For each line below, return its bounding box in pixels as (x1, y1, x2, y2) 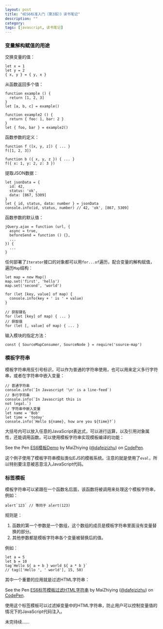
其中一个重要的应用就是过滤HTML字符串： (5, 577, 90, 583)
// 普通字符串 (5, 383, 30, 388)
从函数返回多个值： (5, 81, 44, 88)
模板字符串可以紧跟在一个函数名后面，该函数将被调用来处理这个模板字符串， (5, 486, 158, 492)
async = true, (9, 229, 38, 234)
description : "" (5, 16, 38, 21)
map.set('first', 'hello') (5, 279, 60, 284)
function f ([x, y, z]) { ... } (5, 144, 70, 149)
